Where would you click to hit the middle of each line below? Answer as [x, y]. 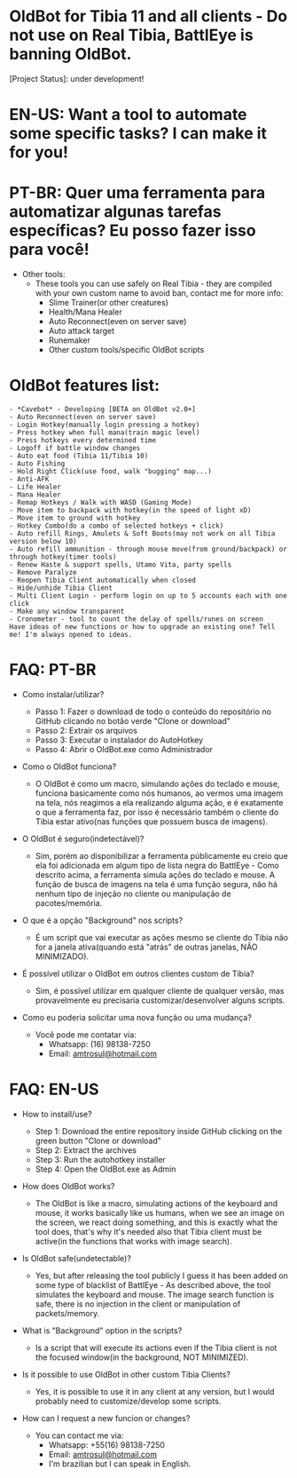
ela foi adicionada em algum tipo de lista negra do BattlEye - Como [157, 865]
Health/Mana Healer [85, 312]
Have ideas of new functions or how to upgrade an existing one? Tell [142, 627]
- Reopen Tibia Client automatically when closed [103, 580]
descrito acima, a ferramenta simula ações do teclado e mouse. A [155, 874]
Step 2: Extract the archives [86, 1150]
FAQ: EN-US [54, 1089]
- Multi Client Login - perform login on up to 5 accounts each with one [148, 596]
